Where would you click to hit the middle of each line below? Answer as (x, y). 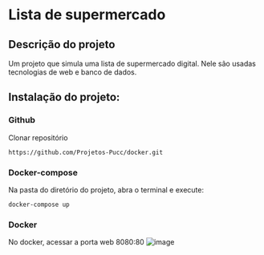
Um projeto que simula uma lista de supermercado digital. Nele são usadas (132, 63)
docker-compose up (39, 204)
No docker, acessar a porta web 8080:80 (76, 242)
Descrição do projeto (62, 45)
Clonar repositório (38, 137)
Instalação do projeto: (64, 97)
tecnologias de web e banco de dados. (73, 72)
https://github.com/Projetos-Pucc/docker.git (85, 152)
